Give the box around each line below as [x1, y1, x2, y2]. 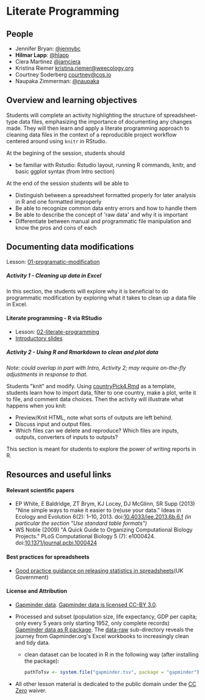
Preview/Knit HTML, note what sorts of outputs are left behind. [15, 413, 173, 421]
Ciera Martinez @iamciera [15, 58, 81, 65]
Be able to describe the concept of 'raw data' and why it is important [15, 211, 188, 218]
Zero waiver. [15, 687, 47, 694]
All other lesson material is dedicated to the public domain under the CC [15, 680, 196, 687]
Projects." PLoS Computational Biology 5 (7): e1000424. [15, 533, 156, 540]
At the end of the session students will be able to [6, 179, 129, 187]
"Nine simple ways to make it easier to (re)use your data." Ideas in [15, 506, 181, 514]
